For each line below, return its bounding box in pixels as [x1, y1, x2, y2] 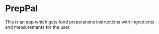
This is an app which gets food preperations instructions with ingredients [5, 19, 155, 25]
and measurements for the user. [5, 24, 71, 30]
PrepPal [5, 3, 38, 14]
